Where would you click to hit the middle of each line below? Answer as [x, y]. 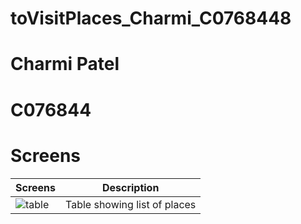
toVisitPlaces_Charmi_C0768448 [151, 18]
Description [130, 187]
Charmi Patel [65, 64]
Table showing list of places [131, 204]
